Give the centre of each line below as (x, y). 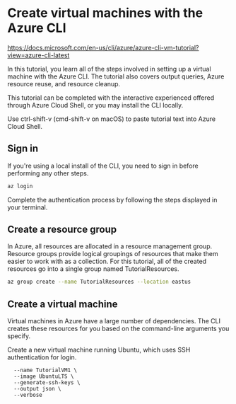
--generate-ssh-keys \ (47, 383)
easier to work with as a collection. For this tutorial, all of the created (107, 261)
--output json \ (37, 389)
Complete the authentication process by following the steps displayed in (112, 200)
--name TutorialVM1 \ (46, 370)
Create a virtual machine (63, 304)
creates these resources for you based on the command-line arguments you (118, 329)
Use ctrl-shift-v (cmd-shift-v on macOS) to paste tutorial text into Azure (112, 119)
